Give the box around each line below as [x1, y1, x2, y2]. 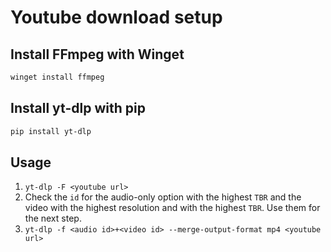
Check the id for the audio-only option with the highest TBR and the [24, 191, 302, 203]
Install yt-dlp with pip [10, 100, 146, 117]
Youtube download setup [10, 6, 223, 29]
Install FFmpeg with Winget [10, 46, 185, 63]
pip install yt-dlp [10, 126, 92, 136]
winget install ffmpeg [10, 72, 105, 82]
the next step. [24, 212, 82, 225]
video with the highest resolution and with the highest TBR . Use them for [24, 202, 321, 214]
